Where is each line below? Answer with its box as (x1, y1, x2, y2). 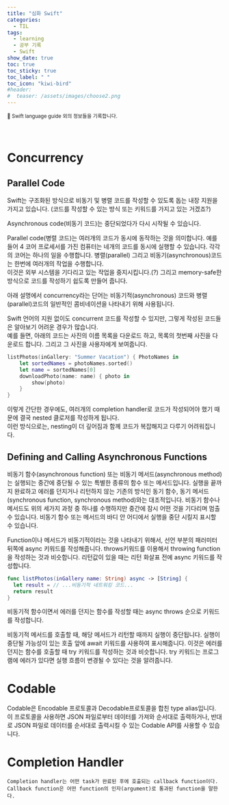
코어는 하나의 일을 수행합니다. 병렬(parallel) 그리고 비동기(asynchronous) (14, 251, 211, 259)
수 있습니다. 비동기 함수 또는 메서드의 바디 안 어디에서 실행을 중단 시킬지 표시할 (7, 513, 217, 521)
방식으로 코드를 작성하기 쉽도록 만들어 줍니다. (7, 277, 128, 285)
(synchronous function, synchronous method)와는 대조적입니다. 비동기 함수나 (7, 496, 220, 504)
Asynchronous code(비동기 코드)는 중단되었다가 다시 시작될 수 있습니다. (7, 220, 202, 227)
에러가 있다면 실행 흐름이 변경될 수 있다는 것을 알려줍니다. (19, 656, 173, 665)
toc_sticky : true (7, 67, 57, 74)
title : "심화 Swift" (7, 10, 63, 17)
